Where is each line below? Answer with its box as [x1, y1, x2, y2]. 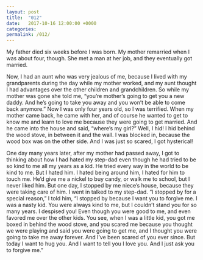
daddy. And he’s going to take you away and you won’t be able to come [6, 99, 186, 107]
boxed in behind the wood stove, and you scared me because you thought [6, 220, 193, 228]
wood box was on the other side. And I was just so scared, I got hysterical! [6, 138, 193, 145]
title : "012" [6, 15, 43, 21]
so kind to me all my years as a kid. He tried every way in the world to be [6, 163, 189, 170]
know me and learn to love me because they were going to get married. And [6, 118, 198, 125]
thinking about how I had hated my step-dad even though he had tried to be [6, 156, 197, 163]
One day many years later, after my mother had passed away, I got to [6, 150, 180, 157]
